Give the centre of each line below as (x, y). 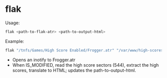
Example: (15, 41)
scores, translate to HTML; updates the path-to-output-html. (74, 70)
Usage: (12, 23)
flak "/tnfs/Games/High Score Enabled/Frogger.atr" (60, 50)
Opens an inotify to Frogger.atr (44, 60)
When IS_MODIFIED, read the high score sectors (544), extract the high (85, 65)
